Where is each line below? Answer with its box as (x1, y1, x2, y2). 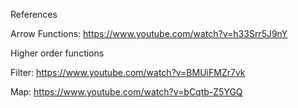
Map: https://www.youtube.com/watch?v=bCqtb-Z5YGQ (10, 86, 243, 98)
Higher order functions (10, 47, 105, 59)
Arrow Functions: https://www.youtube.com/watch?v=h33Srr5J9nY (10, 28, 288, 39)
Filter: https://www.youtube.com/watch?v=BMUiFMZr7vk (10, 67, 246, 78)
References (10, 9, 58, 20)
